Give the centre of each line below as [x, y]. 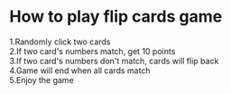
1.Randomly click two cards [60, 42]
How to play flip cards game [116, 17]
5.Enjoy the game [42, 80]
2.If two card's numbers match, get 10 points [92, 51]
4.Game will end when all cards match [80, 70]
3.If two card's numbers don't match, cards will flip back [114, 61]
